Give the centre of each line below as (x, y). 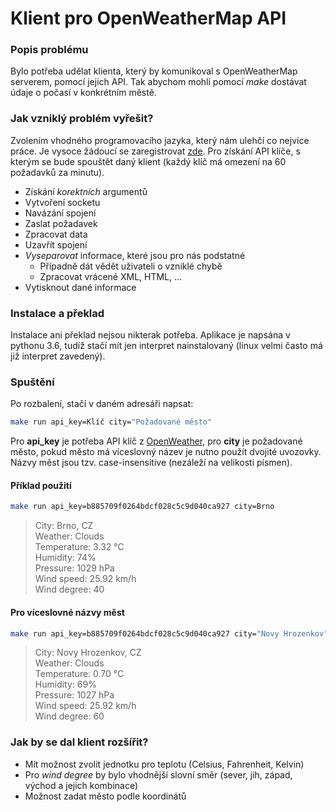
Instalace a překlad (57, 313)
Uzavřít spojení (56, 244)
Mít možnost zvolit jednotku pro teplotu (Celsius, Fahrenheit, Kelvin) (164, 764)
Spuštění (32, 382)
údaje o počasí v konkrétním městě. (83, 93)
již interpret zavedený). (58, 356)
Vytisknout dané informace (80, 287)
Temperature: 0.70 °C (79, 674)
